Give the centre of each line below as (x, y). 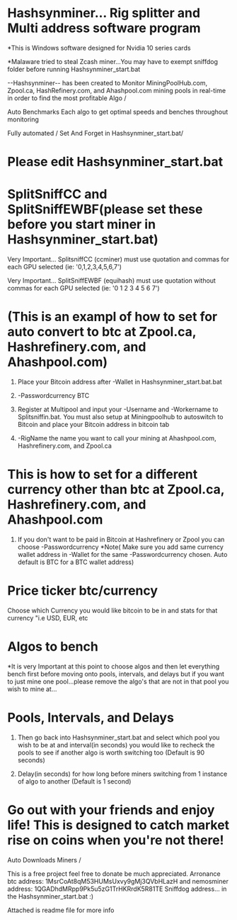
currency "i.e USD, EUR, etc (48, 618)
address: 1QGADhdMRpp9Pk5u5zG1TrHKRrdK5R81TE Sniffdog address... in (117, 889)
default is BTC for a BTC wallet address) (76, 562)
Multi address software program (104, 28)
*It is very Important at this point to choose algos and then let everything (114, 666)
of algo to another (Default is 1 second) (74, 781)
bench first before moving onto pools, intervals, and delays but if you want (116, 673)
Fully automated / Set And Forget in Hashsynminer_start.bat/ (96, 133)
